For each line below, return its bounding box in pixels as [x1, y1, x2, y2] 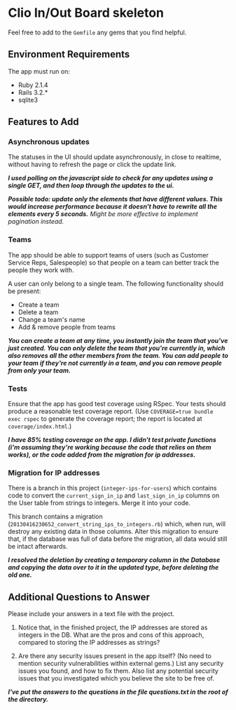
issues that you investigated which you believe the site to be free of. [18, 674, 214, 683]
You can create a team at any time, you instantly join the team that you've [8, 336, 228, 344]
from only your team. [8, 366, 71, 375]
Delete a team [18, 307, 59, 316]
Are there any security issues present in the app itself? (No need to [18, 652, 212, 660]
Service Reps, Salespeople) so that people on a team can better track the [8, 258, 219, 267]
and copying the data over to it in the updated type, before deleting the [8, 563, 219, 572]
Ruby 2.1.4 [18, 81, 48, 89]
